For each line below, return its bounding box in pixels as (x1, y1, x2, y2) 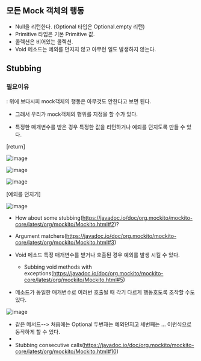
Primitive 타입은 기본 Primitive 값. (14, 30, 95, 37)
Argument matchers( (14, 232, 67, 240)
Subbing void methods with (23, 263, 92, 270)
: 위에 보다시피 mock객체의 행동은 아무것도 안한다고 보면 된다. (6, 97, 152, 104)
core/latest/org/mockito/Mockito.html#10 (14, 348, 117, 355)
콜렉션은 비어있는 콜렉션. (14, 38, 73, 45)
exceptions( (23, 269, 54, 276)
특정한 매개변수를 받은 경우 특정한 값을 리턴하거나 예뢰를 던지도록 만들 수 (14, 123, 185, 130)
